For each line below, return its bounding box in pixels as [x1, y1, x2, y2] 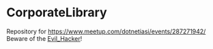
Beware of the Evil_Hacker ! [6, 34, 83, 42]
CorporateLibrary [6, 5, 107, 20]
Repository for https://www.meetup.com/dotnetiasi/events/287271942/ [6, 27, 206, 35]
